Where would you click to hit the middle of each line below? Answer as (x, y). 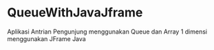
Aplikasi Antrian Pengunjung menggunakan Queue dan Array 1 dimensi (107, 32)
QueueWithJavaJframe (75, 13)
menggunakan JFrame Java (46, 38)
